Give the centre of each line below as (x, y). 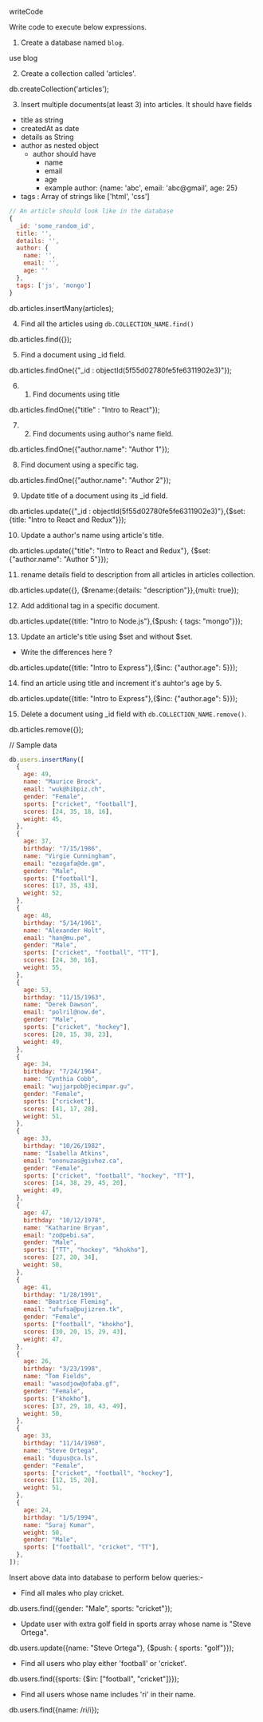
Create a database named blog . (72, 42)
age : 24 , (38, 1510)
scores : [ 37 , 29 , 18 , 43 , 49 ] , (75, 1406)
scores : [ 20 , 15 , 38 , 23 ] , (68, 1034)
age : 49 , (38, 775)
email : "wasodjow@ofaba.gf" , (72, 1384)
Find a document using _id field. (73, 354)
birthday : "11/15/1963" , (65, 997)
